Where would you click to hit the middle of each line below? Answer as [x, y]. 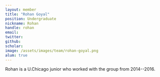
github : [13, 42]
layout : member [21, 10]
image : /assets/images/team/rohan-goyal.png [52, 51]
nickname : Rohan [22, 23]
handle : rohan [20, 28]
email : [12, 32]
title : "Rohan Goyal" [27, 14]
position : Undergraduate [31, 19]
